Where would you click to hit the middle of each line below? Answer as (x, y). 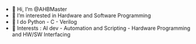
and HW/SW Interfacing (41, 34)
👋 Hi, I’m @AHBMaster (39, 9)
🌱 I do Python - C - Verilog (45, 22)
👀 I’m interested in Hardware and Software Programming (81, 15)
